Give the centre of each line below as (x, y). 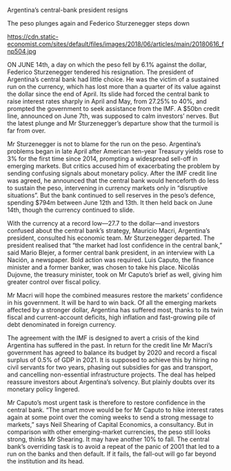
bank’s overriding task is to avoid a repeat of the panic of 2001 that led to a (113, 447)
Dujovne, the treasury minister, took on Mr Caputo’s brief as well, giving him (115, 274)
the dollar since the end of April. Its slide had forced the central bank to (108, 94)
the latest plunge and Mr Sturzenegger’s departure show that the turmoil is (113, 123)
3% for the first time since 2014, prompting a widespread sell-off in (102, 159)
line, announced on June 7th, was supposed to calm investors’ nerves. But (113, 116)
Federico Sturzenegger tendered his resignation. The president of (101, 72)
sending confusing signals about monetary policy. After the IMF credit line (112, 173)
